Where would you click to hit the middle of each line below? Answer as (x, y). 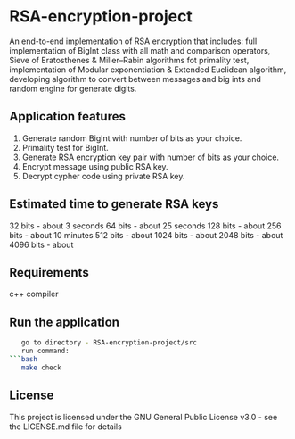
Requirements (49, 273)
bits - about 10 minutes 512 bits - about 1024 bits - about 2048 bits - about (146, 235)
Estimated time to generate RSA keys (114, 204)
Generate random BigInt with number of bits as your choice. (132, 138)
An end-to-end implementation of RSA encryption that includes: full (133, 41)
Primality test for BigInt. (65, 147)
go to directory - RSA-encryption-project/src (109, 343)
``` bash (24, 359)
